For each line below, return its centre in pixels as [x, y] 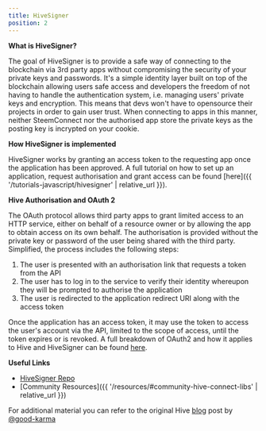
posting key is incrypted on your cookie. [74, 129]
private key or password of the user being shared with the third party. [122, 241]
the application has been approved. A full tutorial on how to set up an [121, 167]
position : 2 [28, 23]
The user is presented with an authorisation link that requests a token [133, 264]
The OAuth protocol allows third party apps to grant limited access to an [126, 215]
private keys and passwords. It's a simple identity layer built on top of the [128, 78]
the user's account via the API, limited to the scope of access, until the [124, 330]
